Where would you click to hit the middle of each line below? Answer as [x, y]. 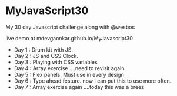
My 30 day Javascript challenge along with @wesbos [70, 27]
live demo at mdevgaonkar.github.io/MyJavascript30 [69, 38]
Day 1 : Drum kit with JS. [44, 49]
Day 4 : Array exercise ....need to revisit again [69, 68]
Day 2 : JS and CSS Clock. [46, 56]
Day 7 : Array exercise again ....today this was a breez [79, 87]
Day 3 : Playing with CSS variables [56, 62]
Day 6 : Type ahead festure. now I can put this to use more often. [93, 81]
